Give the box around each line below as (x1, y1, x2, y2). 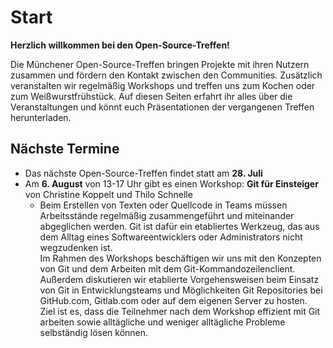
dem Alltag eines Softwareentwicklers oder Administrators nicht (39, 231, 303, 243)
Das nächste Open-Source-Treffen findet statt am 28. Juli (24, 167, 263, 179)
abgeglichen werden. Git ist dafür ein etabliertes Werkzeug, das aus (39, 220, 320, 232)
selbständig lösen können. (39, 326, 149, 338)
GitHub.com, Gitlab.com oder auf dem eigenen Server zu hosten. (39, 294, 308, 306)
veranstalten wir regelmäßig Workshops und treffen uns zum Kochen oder (10, 79, 316, 91)
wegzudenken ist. (39, 241, 113, 253)
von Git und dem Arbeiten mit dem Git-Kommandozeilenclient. (39, 262, 296, 275)
